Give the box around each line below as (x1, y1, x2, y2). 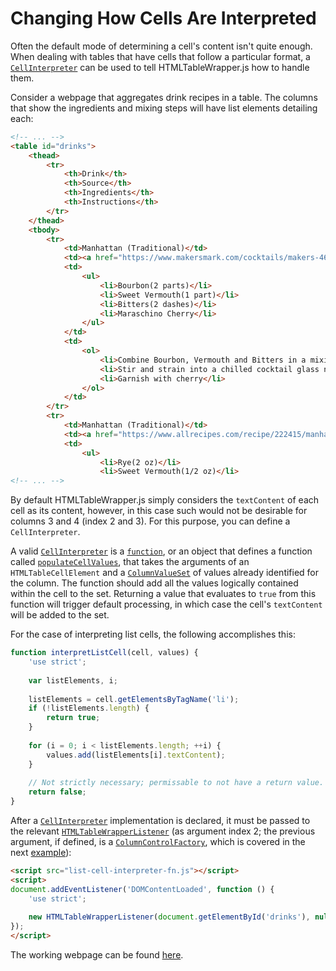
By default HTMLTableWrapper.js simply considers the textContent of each (10, 494, 320, 506)
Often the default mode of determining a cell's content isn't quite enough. (10, 40, 313, 52)
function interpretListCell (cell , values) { (10, 648, 199, 658)
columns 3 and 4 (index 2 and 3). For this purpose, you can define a (10, 515, 291, 527)
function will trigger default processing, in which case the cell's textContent (10, 598, 323, 611)
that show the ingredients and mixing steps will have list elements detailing (10, 102, 318, 114)
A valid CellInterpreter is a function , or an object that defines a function (10, 545, 313, 557)
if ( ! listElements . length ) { (28, 703, 150, 714)
